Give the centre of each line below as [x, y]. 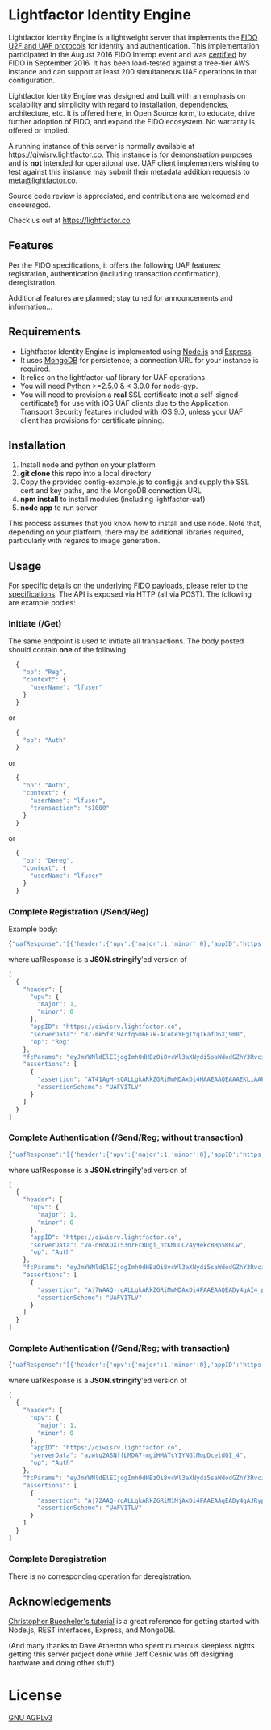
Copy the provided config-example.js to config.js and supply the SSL [135, 482]
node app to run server [58, 508]
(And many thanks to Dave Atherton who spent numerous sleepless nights [132, 1645]
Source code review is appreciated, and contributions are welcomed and [129, 196]
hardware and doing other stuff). [63, 1662]
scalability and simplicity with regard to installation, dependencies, [119, 104]
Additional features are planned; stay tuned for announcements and [121, 297]
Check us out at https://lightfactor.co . [71, 220]
